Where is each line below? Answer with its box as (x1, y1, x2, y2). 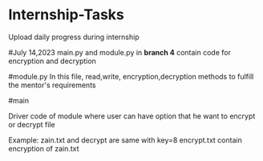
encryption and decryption (8, 56, 96, 66)
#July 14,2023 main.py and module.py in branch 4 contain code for (8, 47, 231, 57)
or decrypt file (8, 119, 55, 129)
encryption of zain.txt (8, 143, 79, 153)
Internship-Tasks (8, 6, 124, 24)
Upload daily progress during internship (8, 32, 140, 42)
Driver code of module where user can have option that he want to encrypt (8, 111, 256, 121)
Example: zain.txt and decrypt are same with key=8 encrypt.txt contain (8, 135, 242, 145)
